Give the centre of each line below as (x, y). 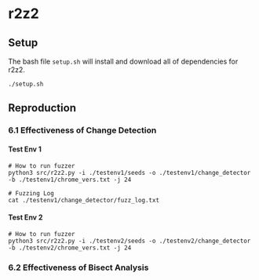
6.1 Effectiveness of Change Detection (82, 130)
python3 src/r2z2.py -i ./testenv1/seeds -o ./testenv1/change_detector (129, 173)
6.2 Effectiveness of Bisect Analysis (78, 267)
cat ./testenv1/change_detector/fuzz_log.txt (84, 200)
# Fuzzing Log (31, 193)
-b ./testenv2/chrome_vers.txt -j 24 (70, 248)
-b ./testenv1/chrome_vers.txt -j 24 (70, 180)
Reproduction (42, 108)
